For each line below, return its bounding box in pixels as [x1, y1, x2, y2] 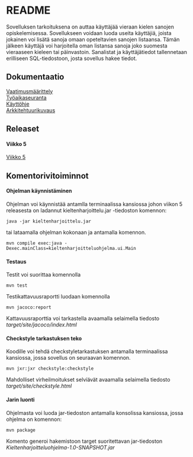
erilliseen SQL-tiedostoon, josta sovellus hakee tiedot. [6, 55, 137, 62]
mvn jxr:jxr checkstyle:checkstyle [6, 366, 94, 372]
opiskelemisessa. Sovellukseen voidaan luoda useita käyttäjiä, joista [6, 29, 172, 36]
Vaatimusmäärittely [6, 87, 53, 95]
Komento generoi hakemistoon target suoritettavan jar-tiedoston [6, 437, 163, 445]
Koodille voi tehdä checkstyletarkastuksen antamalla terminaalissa [6, 348, 168, 355]
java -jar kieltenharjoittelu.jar [6, 218, 92, 224]
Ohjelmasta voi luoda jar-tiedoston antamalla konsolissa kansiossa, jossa [6, 409, 184, 416]
